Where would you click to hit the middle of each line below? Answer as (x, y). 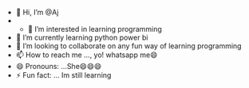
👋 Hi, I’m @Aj (37, 12)
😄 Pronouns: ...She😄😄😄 (59, 66)
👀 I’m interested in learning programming (95, 29)
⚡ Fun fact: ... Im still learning (63, 75)
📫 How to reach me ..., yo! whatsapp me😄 (87, 55)
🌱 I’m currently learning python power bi (82, 37)
